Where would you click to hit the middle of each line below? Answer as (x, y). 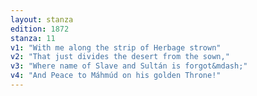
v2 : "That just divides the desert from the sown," (120, 57)
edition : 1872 (40, 29)
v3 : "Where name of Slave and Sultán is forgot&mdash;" (129, 66)
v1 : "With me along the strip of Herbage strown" (116, 47)
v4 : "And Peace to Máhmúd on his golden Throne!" (116, 76)
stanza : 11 (33, 38)
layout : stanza (42, 19)
